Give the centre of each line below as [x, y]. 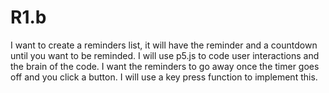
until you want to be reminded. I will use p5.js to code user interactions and [165, 55]
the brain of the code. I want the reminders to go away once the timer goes [165, 66]
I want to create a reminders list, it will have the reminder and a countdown [164, 45]
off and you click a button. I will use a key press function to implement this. [164, 77]
